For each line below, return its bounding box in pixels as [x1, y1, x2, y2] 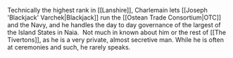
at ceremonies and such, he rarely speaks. [7, 43, 131, 51]
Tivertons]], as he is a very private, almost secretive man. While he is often [7, 36, 224, 44]
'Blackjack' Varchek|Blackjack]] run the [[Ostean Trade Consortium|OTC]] [7, 13, 222, 22]
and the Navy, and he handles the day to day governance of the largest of [7, 21, 222, 29]
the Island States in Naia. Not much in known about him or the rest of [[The [7, 28, 227, 36]
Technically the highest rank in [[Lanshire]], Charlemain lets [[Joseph [7, 6, 208, 14]
